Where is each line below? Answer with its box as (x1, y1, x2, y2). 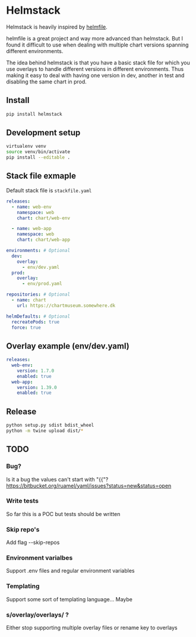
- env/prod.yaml (21, 281, 62, 287)
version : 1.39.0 (17, 384, 58, 390)
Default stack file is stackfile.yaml (6, 187, 92, 194)
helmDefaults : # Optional (6, 313, 70, 319)
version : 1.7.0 (17, 368, 55, 374)
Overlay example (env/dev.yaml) (6, 341, 129, 351)
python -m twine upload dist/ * (6, 428, 84, 434)
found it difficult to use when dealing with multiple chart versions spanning (6, 41, 189, 48)
